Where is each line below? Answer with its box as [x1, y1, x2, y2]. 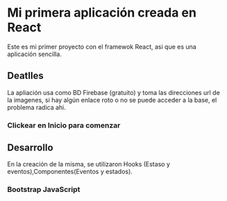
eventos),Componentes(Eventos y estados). [7, 168, 133, 176]
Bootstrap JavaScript [7, 185, 81, 195]
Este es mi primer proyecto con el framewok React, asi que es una [7, 42, 196, 51]
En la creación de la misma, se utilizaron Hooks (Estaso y [7, 160, 170, 168]
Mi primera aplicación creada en [7, 5, 196, 21]
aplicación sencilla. [7, 50, 62, 58]
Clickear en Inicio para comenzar [7, 120, 121, 130]
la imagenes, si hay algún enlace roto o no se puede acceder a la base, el [7, 96, 217, 104]
